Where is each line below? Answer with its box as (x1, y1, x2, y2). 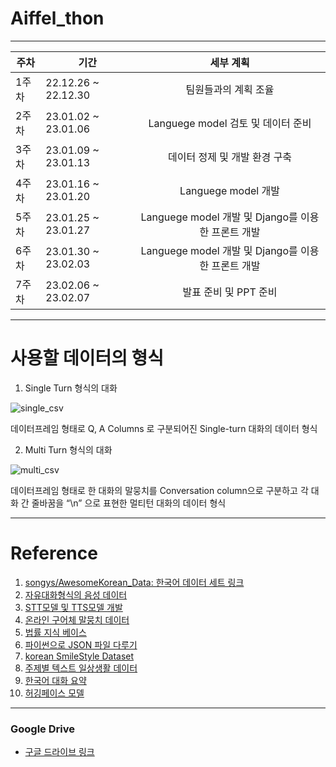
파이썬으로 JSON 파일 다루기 (24, 638, 138, 651)
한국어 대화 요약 (24, 674, 87, 686)
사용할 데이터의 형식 (10, 347, 165, 370)
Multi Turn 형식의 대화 (24, 443, 113, 456)
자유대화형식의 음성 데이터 (24, 588, 128, 601)
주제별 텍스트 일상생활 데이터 (24, 662, 138, 674)
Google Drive (10, 722, 75, 736)
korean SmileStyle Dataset (24, 650, 135, 662)
